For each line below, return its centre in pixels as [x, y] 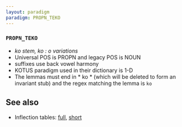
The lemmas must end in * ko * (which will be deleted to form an [95, 76]
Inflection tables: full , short [48, 117]
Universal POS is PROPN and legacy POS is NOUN [78, 57]
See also [22, 102]
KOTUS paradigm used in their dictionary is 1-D [74, 70]
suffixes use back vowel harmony [57, 64]
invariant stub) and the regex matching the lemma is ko [83, 83]
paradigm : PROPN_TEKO [33, 18]
